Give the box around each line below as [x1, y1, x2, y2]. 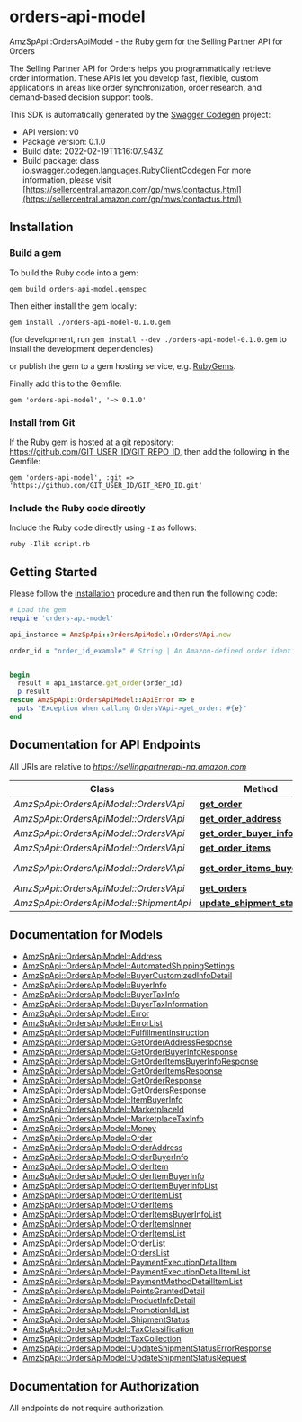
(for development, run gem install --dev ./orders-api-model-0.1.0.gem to [9, 333, 288, 344]
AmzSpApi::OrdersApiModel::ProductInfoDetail [22, 1295, 196, 1306]
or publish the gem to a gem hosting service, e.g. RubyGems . [9, 360, 236, 371]
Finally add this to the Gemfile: [9, 378, 122, 389]
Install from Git [9, 416, 75, 428]
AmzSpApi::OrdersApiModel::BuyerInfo [22, 979, 168, 991]
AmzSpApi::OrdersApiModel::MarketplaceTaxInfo [22, 1113, 204, 1124]
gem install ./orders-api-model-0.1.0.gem [9, 318, 171, 327]
